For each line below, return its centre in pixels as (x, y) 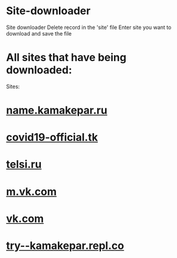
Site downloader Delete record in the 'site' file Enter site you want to (89, 27)
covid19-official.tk (52, 138)
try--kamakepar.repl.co (65, 246)
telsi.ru (24, 165)
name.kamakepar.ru (57, 110)
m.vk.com (32, 191)
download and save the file (39, 33)
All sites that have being (66, 58)
